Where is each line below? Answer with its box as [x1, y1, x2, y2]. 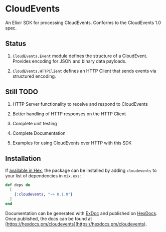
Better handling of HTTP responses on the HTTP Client [12, 111, 126, 117]
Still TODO [5, 88, 39, 96]
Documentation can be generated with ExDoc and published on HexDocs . [5, 210, 157, 216]
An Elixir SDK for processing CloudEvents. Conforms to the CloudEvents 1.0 [5, 20, 161, 26]
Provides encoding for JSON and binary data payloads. [12, 58, 127, 64]
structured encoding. [12, 73, 56, 79]
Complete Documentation [12, 130, 66, 136]
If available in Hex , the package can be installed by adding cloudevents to [5, 167, 157, 173]
